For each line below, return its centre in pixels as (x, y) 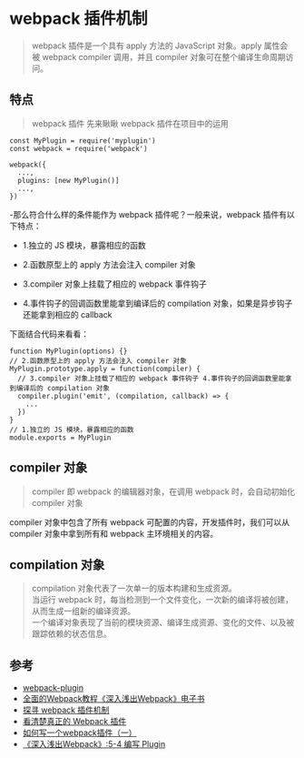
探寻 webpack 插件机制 (66, 710)
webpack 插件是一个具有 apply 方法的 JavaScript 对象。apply (147, 45)
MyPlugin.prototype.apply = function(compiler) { (105, 369)
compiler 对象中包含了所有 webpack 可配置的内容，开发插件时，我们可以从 (150, 522)
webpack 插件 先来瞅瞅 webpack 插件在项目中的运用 (130, 123)
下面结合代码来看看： (49, 334)
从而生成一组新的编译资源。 (83, 611)
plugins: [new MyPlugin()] (69, 180)
